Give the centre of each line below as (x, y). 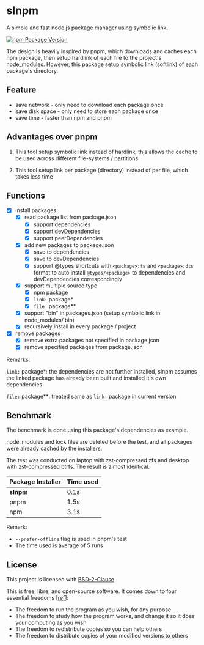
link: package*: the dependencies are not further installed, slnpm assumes (102, 371)
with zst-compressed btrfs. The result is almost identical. (78, 467)
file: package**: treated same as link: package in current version (91, 396)
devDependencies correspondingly (78, 279)
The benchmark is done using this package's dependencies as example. (97, 430)
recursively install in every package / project (80, 326)
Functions (26, 195)
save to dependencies (61, 252)
